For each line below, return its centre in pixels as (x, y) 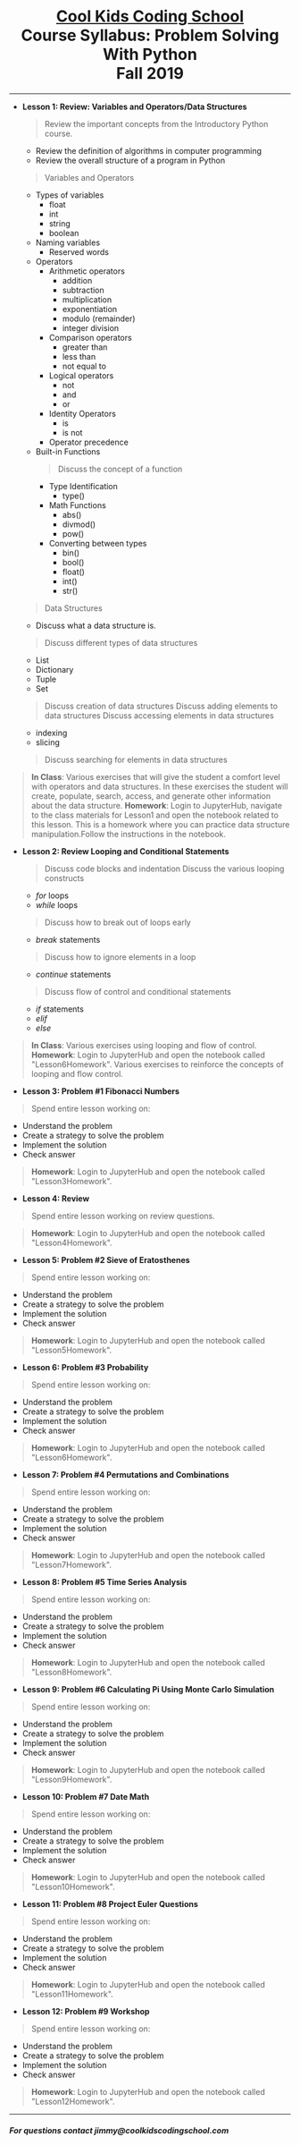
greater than (85, 347)
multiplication (87, 299)
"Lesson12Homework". (73, 2101)
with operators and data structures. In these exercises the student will (159, 786)
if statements (60, 1009)
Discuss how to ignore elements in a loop (120, 957)
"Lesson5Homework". (71, 1350)
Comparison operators (90, 337)
